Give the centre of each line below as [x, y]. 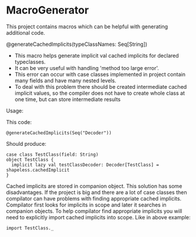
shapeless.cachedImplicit [38, 170]
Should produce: [26, 143]
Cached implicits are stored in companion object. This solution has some [94, 186]
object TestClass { [30, 159]
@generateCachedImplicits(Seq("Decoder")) [59, 133]
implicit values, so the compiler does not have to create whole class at [100, 93]
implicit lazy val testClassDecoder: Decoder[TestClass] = [85, 165]
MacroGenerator [48, 10]
